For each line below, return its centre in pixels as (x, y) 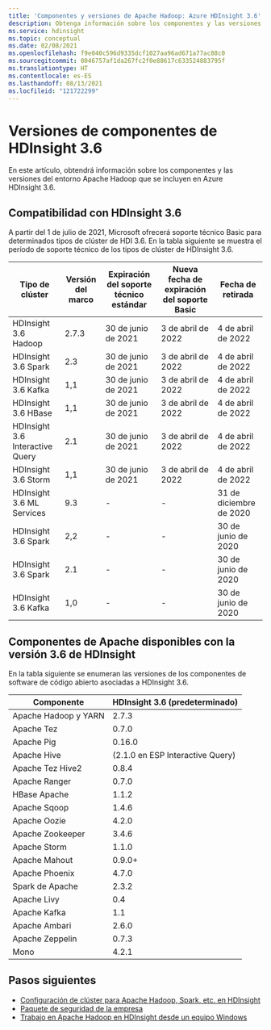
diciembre (236, 503)
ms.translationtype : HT (48, 69)
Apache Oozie (39, 820)
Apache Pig (34, 742)
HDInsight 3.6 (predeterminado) (175, 701)
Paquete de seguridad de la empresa (81, 1008)
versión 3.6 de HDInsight (72, 654)
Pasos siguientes (52, 980)
